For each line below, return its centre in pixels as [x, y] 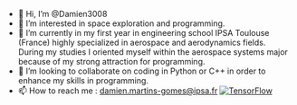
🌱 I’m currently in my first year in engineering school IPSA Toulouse [144, 33]
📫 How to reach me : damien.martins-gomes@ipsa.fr [118, 91]
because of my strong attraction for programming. [111, 61]
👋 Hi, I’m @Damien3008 [62, 14]
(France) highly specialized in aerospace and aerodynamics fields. [142, 42]
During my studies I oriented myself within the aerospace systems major [153, 52]
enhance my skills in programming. [83, 80]
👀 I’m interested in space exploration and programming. [121, 23]
